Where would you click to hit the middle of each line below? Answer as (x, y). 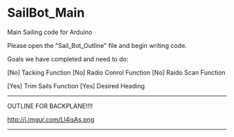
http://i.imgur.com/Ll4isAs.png (51, 119)
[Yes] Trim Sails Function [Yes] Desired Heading (76, 86)
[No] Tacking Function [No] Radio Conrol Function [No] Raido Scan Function (116, 72)
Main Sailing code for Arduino (50, 32)
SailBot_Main (46, 13)
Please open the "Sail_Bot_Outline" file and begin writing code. (97, 45)
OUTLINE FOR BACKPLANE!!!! (50, 106)
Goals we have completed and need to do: (68, 59)
